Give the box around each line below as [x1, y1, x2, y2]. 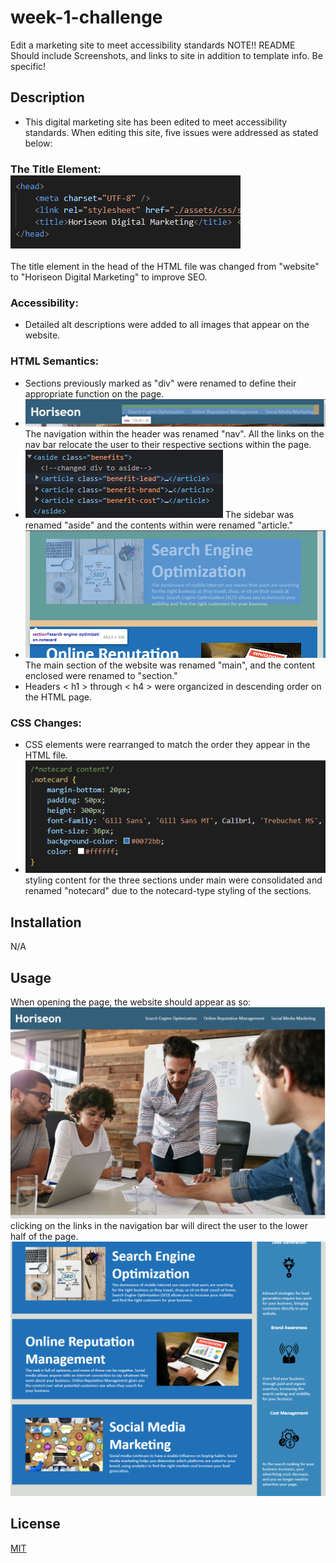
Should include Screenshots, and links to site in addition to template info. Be [10, 49, 323, 61]
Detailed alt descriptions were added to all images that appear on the [24, 319, 310, 331]
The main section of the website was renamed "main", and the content [24, 659, 316, 671]
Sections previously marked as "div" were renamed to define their [24, 377, 297, 389]
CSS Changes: [10, 716, 83, 730]
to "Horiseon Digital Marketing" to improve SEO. [10, 271, 208, 283]
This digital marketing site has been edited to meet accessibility [24, 116, 288, 128]
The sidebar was [224, 508, 295, 520]
